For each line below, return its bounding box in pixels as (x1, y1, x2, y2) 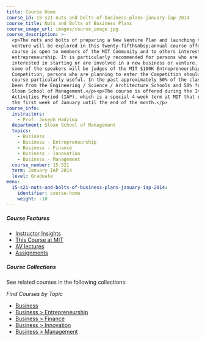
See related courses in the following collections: (6, 278, 127, 286)
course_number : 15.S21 (12, 162, 70, 168)
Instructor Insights (15, 230, 61, 237)
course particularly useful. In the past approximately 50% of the (12, 77, 187, 83)
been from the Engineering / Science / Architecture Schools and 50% (12, 83, 192, 89)
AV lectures (15, 243, 45, 250)
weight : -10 (17, 195, 48, 202)
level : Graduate (12, 173, 53, 180)
